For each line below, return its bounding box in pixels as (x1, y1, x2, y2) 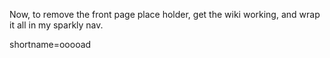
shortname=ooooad (9, 39, 92, 50)
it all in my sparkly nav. (9, 19, 104, 31)
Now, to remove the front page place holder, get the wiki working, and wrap (9, 9, 321, 20)
